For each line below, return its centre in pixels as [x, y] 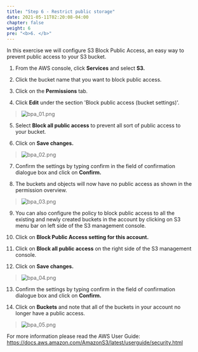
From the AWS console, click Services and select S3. [80, 68]
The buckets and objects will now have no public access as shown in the [103, 184]
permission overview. [41, 190]
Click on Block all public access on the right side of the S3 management [103, 248]
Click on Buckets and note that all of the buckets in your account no [98, 307]
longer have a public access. [50, 314]
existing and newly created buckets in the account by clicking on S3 [98, 219]
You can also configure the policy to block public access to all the [95, 213]
